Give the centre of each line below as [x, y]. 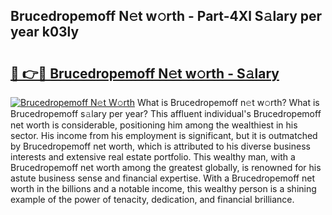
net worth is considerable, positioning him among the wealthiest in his [154, 125]
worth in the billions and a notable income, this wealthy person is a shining [163, 188]
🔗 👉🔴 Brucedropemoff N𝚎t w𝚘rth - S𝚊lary [145, 73]
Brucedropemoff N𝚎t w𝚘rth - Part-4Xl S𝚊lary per [166, 16]
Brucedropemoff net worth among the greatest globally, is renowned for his [166, 167]
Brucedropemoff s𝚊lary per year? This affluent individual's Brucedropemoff [166, 113]
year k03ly [45, 32]
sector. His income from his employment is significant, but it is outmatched [164, 135]
